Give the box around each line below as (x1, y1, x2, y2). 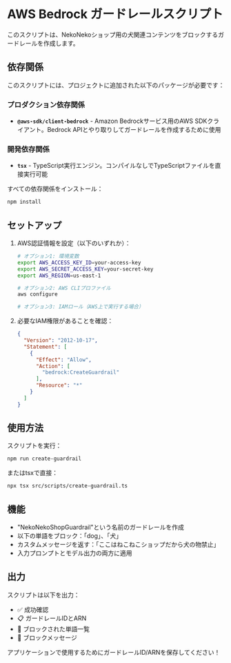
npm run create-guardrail (7, 455, 81, 463)
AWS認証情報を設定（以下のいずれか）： (17, 239, 131, 247)
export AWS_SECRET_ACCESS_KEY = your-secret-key (17, 265, 154, 273)
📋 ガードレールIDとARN (17, 614, 87, 622)
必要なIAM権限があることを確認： (17, 317, 114, 325)
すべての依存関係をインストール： (7, 184, 103, 193)
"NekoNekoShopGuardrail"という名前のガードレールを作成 (17, 523, 185, 532)
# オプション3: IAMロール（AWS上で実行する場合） (17, 303, 144, 311)
